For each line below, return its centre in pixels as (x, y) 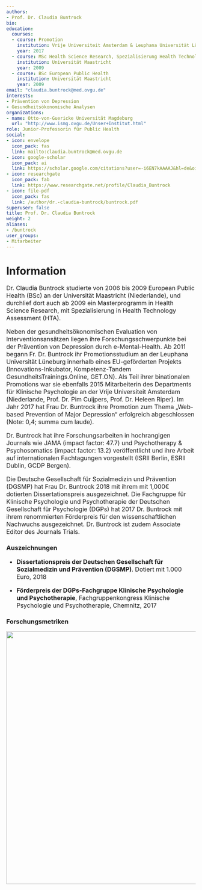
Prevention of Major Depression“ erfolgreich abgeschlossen (110, 415)
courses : (23, 34)
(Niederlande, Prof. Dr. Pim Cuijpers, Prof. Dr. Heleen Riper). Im (95, 400)
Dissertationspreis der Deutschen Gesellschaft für (90, 561)
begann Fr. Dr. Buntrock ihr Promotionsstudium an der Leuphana (97, 354)
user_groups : (23, 235)
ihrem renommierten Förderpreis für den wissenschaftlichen (91, 517)
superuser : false (28, 208)
